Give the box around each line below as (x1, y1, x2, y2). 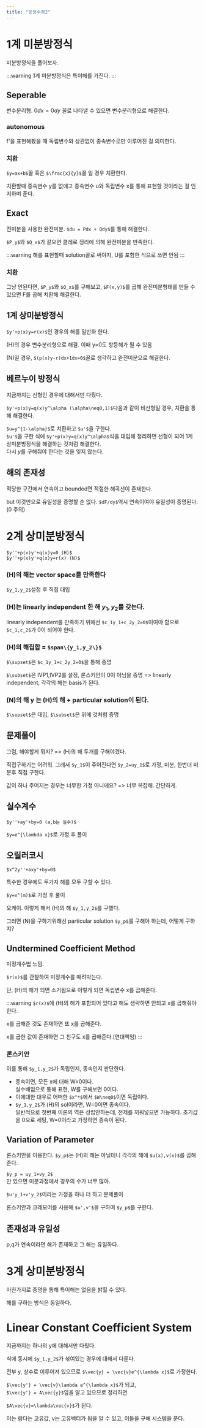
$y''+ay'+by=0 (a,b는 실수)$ (6, 819, 77, 825)
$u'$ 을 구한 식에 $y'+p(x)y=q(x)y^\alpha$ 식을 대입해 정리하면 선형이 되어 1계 (6, 432, 194, 440)
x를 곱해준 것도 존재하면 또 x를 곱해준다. (6, 1020, 102, 1028)
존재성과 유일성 (6, 1223, 60, 1234)
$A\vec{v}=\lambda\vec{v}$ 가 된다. (6, 1402, 93, 1409)
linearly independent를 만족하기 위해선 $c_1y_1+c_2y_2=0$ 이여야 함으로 (6, 619, 180, 626)
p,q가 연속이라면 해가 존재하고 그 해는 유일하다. (6, 1241, 119, 1248)
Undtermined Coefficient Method (6, 943, 136, 953)
